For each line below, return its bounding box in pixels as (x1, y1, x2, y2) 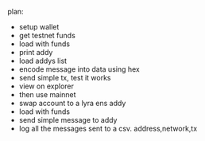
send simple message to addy (18, 116, 118, 124)
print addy (18, 48, 53, 57)
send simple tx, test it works (18, 73, 112, 82)
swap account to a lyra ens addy (18, 99, 126, 108)
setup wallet (18, 22, 60, 31)
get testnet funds (18, 31, 76, 40)
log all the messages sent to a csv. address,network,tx (18, 123, 198, 133)
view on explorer (18, 81, 75, 91)
